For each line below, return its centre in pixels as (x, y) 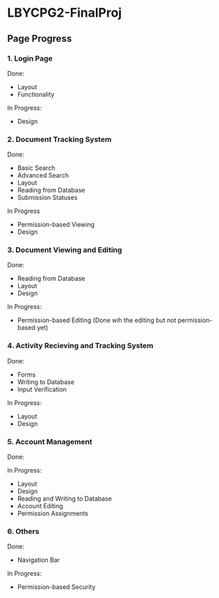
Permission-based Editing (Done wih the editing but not (97, 320)
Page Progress (40, 39)
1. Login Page (30, 58)
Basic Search (36, 168)
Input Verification (42, 389)
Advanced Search (43, 175)
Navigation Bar (39, 560)
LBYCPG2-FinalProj (65, 13)
